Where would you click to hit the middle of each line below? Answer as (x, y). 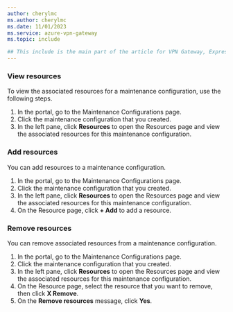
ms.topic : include (34, 40)
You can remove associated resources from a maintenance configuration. (112, 243)
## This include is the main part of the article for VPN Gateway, (107, 52)
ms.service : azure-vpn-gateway (52, 33)
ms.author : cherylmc (37, 20)
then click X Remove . (48, 293)
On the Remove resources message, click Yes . (85, 301)
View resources (34, 76)
